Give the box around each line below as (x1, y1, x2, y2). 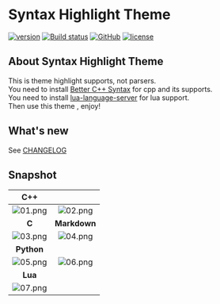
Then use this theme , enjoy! (8, 101, 101, 110)
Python (15, 244, 44, 255)
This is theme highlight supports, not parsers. (8, 75, 157, 85)
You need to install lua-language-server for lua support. (8, 93, 190, 102)
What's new (8, 125, 69, 138)
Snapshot (8, 168, 57, 182)
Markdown (55, 218, 97, 229)
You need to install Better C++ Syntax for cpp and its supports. (8, 84, 213, 94)
